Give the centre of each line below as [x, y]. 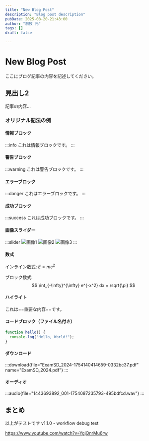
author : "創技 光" [23, 24]
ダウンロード [18, 354]
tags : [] [14, 28]
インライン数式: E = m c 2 [30, 266]
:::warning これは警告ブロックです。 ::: [44, 169]
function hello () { [25, 332]
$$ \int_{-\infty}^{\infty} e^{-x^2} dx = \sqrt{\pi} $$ [83, 285]
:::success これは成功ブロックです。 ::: [45, 218]
